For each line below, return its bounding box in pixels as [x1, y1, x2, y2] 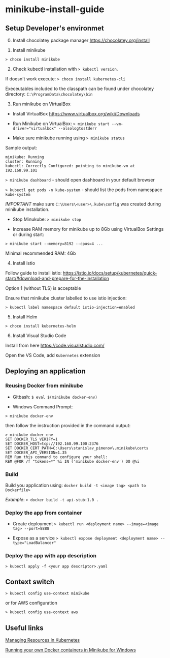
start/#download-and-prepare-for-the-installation [5, 276, 109, 281]
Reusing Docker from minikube [5, 382, 83, 390]
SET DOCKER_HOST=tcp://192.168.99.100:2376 [5, 441, 99, 446]
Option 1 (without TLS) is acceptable [5, 285, 81, 291]
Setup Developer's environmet [5, 24, 104, 33]
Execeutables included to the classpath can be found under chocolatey [5, 85, 154, 92]
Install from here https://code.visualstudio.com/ [5, 342, 105, 348]
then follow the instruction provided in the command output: [5, 422, 131, 428]
